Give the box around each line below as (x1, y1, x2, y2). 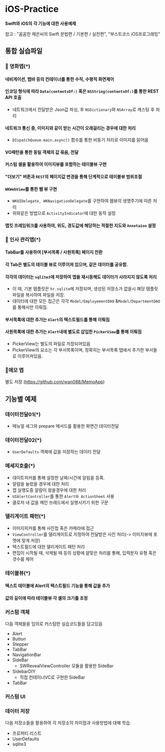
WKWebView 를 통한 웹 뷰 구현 (5, 186, 57, 192)
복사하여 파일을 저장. (25, 292, 66, 298)
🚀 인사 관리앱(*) (5, 236, 41, 243)
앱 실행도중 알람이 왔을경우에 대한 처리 (12, 487, 86, 493)
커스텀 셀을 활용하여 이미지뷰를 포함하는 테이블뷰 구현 (5, 161, 107, 167)
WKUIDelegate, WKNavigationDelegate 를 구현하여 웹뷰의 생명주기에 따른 (12, 198, 152, 204)
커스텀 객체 (5, 608, 30, 615)
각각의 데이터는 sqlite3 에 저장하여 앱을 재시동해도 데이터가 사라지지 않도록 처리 (5, 274, 157, 280)
